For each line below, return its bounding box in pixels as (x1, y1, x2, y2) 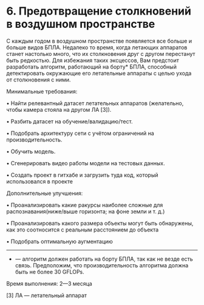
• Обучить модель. (6, 148, 56, 155)
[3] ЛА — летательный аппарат (6, 292, 87, 299)
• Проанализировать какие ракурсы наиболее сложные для (6, 201, 163, 208)
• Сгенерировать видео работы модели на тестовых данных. (6, 159, 165, 166)
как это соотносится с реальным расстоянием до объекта (6, 226, 159, 233)
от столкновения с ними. (6, 76, 71, 83)
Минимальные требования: (6, 87, 78, 95)
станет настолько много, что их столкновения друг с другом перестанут (6, 50, 195, 57)
